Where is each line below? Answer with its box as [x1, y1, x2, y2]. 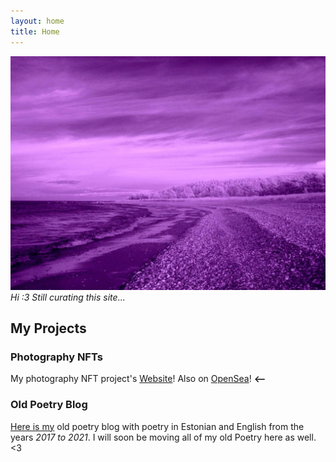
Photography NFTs [10, 350, 103, 364]
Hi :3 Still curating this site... [10, 291, 126, 303]
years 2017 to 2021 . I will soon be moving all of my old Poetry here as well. [10, 431, 317, 443]
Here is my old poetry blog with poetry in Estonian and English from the [10, 420, 305, 432]
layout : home [10, 16, 65, 26]
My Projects [10, 320, 87, 337]
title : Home [10, 26, 60, 37]
